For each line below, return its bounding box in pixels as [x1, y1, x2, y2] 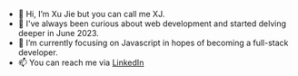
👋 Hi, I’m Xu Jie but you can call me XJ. [17, 9, 165, 19]
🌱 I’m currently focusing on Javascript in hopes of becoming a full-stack [17, 37, 289, 48]
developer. [17, 47, 58, 58]
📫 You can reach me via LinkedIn [17, 57, 144, 68]
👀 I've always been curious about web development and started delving [17, 18, 287, 29]
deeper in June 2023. [17, 28, 100, 38]
